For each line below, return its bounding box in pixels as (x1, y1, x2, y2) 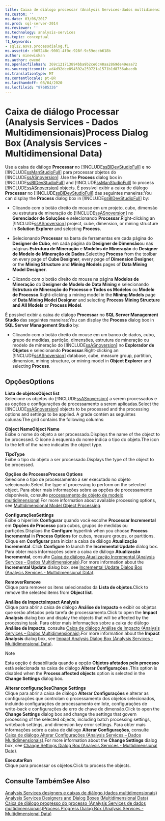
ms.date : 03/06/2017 (5, 16, 48, 21)
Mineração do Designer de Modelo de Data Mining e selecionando (12, 281, 149, 288)
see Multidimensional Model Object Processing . (5, 502, 102, 509)
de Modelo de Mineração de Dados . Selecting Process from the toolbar (12, 251, 157, 257)
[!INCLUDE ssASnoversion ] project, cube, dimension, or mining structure (12, 221, 159, 227)
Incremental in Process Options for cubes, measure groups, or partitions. (5, 533, 155, 539)
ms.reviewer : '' (5, 26, 38, 30)
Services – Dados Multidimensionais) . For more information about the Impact (5, 630, 160, 637)
